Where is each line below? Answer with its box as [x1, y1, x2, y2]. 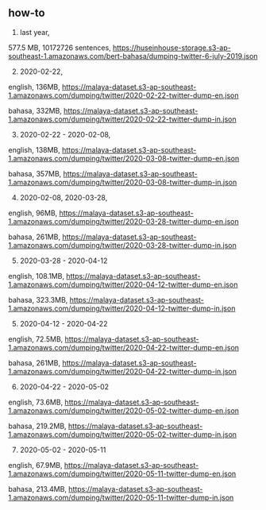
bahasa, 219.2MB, [8, 421, 67, 431]
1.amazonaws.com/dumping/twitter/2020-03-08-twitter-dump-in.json [8, 177, 237, 187]
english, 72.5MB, [8, 334, 64, 344]
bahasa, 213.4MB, [8, 484, 67, 493]
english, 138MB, [8, 145, 61, 154]
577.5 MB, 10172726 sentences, [8, 43, 111, 52]
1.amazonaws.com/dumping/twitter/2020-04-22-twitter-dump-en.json [8, 342, 240, 352]
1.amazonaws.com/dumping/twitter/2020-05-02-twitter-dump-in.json [8, 429, 237, 439]
